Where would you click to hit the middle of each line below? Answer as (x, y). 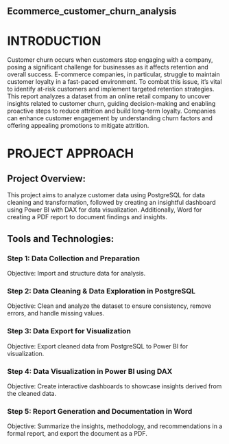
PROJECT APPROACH (70, 153)
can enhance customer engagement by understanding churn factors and (110, 118)
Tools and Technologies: (61, 239)
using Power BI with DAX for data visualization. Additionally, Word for (105, 210)
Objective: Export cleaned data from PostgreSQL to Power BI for (98, 346)
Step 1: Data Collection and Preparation (74, 258)
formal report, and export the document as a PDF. (77, 434)
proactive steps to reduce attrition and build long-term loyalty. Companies (111, 111)
